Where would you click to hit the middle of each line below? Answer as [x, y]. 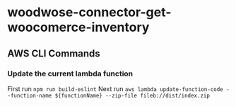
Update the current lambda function [70, 73]
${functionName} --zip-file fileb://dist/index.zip [132, 95]
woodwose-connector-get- [89, 12]
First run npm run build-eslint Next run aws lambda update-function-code [116, 88]
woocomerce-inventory [78, 27]
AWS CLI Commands [54, 53]
